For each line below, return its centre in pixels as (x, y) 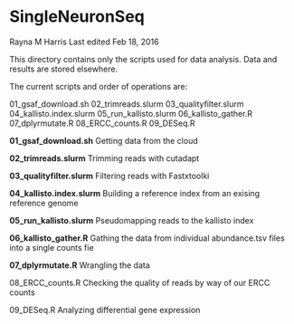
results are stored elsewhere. (64, 69)
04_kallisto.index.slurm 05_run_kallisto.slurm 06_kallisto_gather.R (131, 113)
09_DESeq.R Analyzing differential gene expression (105, 310)
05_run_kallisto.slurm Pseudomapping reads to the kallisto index (132, 220)
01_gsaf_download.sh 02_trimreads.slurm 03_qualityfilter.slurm (127, 104)
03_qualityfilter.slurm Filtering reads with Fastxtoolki (109, 176)
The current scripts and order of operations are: (99, 86)
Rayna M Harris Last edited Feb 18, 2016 (85, 42)
